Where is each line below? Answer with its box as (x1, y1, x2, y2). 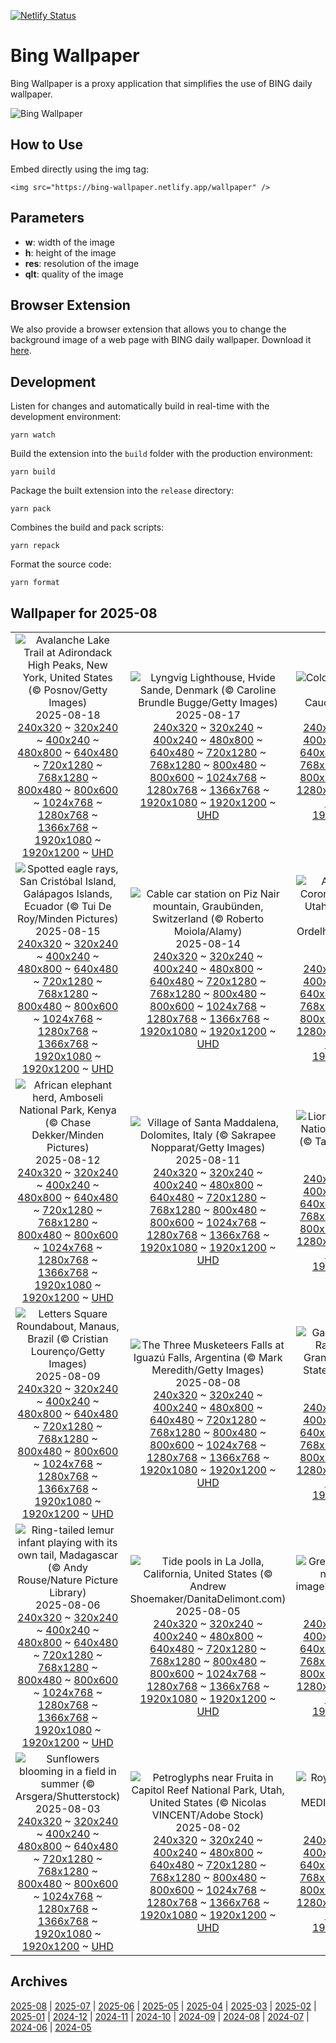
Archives (10, 1973, 68, 1990)
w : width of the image (24, 236, 115, 248)
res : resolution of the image (24, 257, 140, 269)
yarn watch (10, 430, 56, 440)
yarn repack (10, 541, 60, 551)
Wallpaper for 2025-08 (10, 605, 158, 622)
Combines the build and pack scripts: (10, 521, 165, 534)
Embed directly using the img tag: (10, 163, 150, 175)
